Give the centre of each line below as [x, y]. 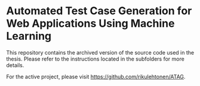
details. [15, 65]
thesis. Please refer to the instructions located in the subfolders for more [96, 59]
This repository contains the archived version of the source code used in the [100, 52]
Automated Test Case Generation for [99, 11]
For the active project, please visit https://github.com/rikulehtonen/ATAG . [96, 77]
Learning [29, 36]
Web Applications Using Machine [90, 23]
